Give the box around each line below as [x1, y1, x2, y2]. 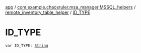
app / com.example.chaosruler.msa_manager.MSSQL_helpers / [5, 4, 136, 10]
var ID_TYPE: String [5, 43, 49, 48]
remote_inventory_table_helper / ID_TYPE [5, 9, 91, 15]
